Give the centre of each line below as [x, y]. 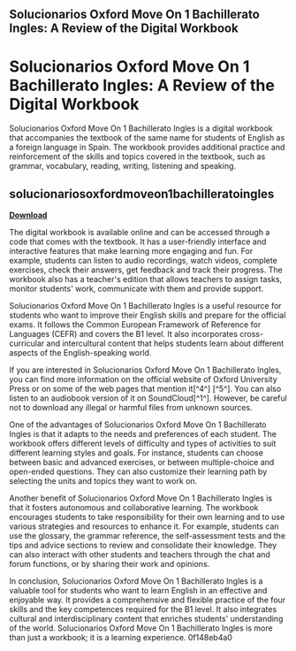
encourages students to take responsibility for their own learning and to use [147, 517]
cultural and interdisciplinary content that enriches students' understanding [146, 619]
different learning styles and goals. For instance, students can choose [136, 453]
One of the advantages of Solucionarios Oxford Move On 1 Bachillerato [138, 425]
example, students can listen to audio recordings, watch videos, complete [144, 261]
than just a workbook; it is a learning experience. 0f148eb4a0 [121, 638]
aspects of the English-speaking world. [80, 353]
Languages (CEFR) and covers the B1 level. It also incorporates [124, 334]
